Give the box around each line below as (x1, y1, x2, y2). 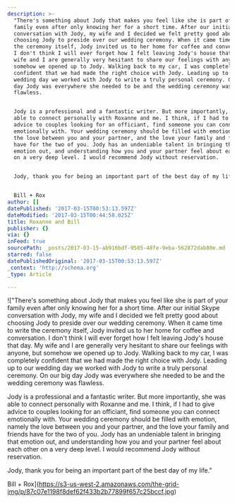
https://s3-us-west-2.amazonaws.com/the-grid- (38, 480, 180, 488)
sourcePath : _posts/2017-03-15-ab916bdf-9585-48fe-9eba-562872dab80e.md (7, 244, 226, 251)
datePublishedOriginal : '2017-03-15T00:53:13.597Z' (7, 257, 162, 265)
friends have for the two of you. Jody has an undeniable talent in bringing (7, 430, 221, 439)
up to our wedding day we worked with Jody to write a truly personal (7, 364, 208, 372)
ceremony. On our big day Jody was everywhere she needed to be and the (7, 372, 225, 380)
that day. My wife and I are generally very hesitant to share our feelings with (7, 341, 228, 350)
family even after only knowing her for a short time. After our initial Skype (7, 304, 220, 312)
